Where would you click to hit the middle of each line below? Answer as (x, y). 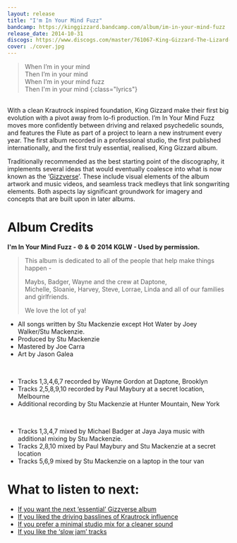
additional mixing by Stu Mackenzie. (70, 439)
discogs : (20, 40)
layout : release (31, 14)
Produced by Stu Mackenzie (59, 338)
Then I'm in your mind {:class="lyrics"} (81, 89)
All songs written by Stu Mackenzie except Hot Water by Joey (107, 324)
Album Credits (50, 227)
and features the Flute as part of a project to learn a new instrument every (115, 133)
